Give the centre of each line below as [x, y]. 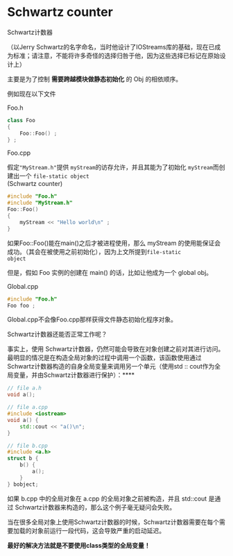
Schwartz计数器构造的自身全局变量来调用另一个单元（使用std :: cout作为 [111, 367]
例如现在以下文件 [32, 94]
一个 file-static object [54, 176]
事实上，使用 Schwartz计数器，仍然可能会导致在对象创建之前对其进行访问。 [116, 349]
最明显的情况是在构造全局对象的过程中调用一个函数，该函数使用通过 [104, 357]
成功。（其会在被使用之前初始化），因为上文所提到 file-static [94, 251]
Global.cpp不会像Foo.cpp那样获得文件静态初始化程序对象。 [92, 319]
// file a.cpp [28, 407]
